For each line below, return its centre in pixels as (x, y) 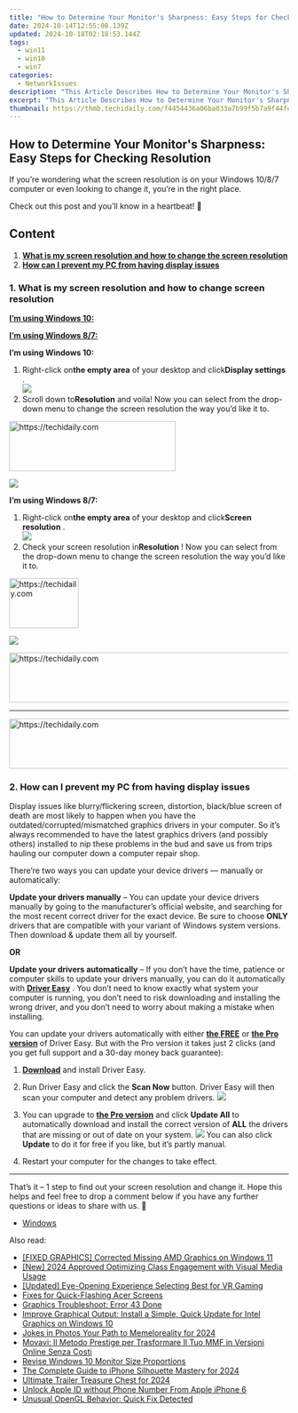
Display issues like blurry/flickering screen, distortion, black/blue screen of (145, 806)
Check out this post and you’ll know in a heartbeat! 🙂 (106, 206)
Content (32, 234)
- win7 (29, 67)
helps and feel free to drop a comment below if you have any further (134, 1196)
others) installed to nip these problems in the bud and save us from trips (141, 844)
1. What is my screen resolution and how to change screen (137, 288)
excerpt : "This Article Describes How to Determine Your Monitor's (137, 100)
